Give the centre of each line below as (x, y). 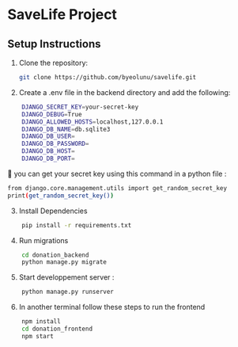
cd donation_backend (55, 255)
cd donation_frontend (57, 329)
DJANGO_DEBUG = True (52, 114)
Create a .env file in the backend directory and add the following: (125, 92)
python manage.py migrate (64, 262)
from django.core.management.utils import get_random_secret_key (117, 188)
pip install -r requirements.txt (77, 225)
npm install (41, 322)
